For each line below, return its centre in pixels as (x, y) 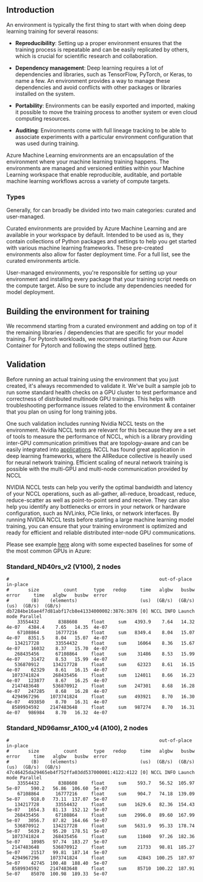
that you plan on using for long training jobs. (62, 412)
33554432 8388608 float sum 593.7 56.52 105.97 (106, 783)
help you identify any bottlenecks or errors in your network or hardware (96, 506)
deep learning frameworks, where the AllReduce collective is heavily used (99, 456)
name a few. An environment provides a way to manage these (93, 81)
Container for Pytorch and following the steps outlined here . (81, 345)
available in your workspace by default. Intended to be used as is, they (95, 235)
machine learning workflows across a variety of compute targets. (88, 181)
